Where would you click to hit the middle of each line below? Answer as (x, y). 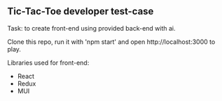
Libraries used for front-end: (48, 63)
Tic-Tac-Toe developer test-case (81, 11)
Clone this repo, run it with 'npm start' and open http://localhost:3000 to (111, 42)
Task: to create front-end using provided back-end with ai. (92, 28)
